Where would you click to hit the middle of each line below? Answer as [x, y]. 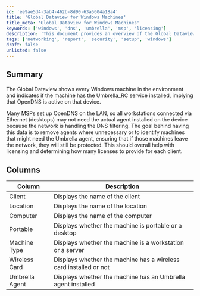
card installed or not [82, 267]
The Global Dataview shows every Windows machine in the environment [95, 89]
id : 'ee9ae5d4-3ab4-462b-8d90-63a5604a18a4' [62, 12]
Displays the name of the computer [102, 216]
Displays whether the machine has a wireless [116, 260]
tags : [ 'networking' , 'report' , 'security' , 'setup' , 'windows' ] [89, 39]
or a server [69, 250]
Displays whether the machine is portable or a [118, 226]
